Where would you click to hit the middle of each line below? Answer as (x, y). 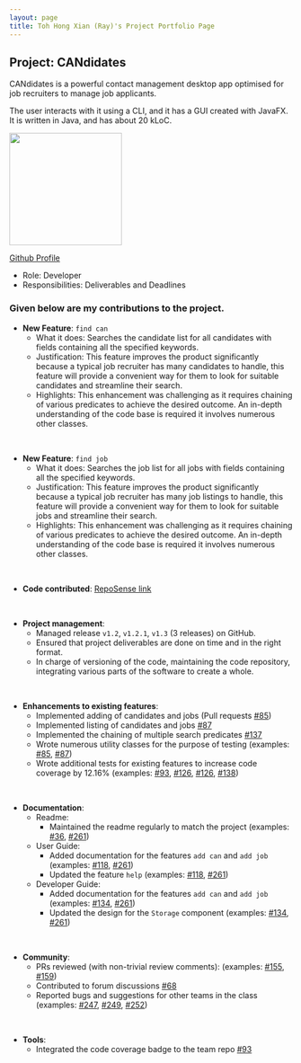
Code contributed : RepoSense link (87, 589)
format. (49, 651)
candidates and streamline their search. (109, 385)
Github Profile (35, 258)
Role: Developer (52, 276)
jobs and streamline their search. (97, 515)
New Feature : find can (65, 328)
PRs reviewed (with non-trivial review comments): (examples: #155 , (160, 966)
